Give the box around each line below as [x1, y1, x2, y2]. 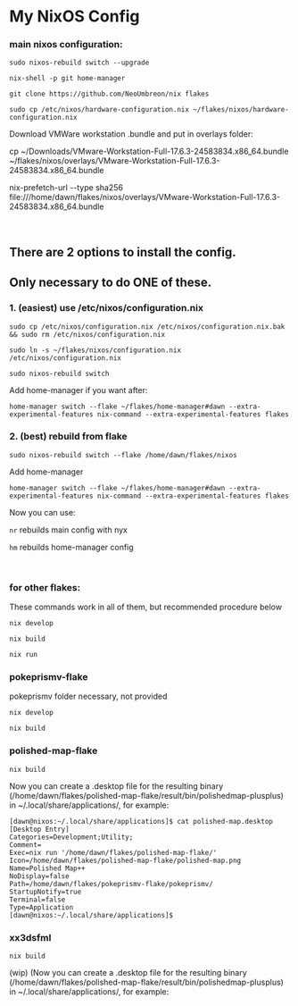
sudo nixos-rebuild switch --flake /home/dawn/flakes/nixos [9, 450, 238, 459]
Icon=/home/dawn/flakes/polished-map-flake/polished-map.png [9, 856, 242, 865]
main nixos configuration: [9, 38, 123, 51]
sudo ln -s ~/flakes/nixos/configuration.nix [9, 346, 181, 355]
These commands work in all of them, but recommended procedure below [9, 601, 283, 613]
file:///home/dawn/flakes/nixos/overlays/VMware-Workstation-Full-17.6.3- [9, 192, 281, 203]
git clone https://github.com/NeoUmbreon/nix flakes [9, 89, 210, 99]
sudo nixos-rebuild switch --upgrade [9, 58, 150, 68]
